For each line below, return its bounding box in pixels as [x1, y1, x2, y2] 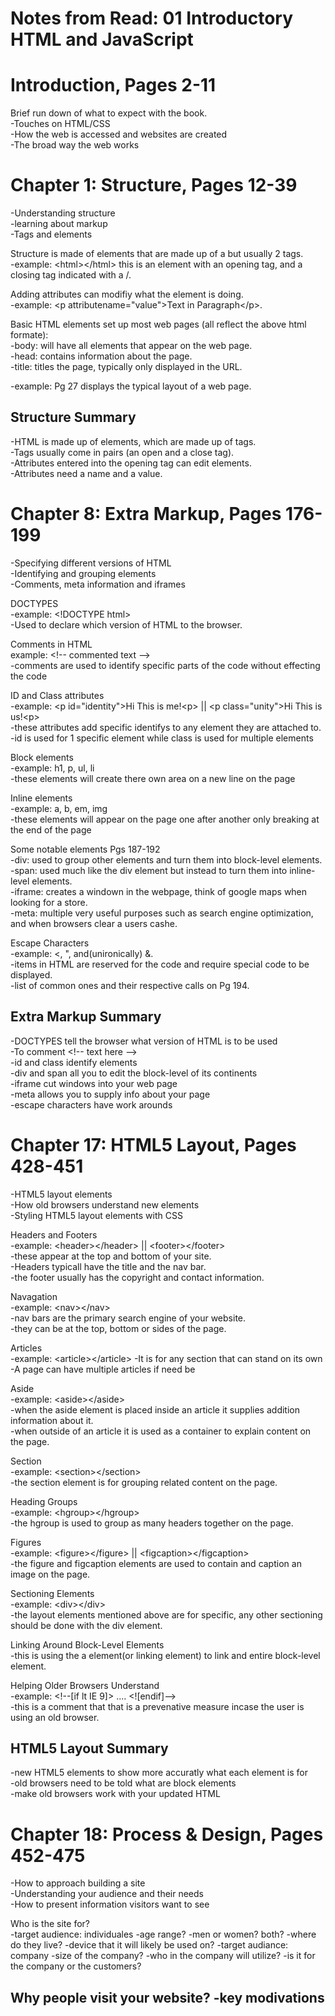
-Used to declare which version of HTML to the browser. [10, 618, 243, 631]
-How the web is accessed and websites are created [10, 128, 228, 141]
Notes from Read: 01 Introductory [10, 7, 294, 30]
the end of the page [10, 823, 92, 836]
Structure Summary [10, 409, 137, 426]
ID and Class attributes [10, 689, 105, 701]
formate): [10, 329, 49, 341]
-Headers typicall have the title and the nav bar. [10, 1260, 207, 1272]
